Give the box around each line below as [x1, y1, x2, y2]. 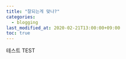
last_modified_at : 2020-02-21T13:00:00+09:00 [6, 25, 120, 31]
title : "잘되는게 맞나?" [6, 8, 60, 15]
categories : [6, 14, 35, 20]
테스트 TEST [6, 47, 35, 54]
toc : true [6, 30, 31, 36]
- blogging [11, 19, 38, 25]
